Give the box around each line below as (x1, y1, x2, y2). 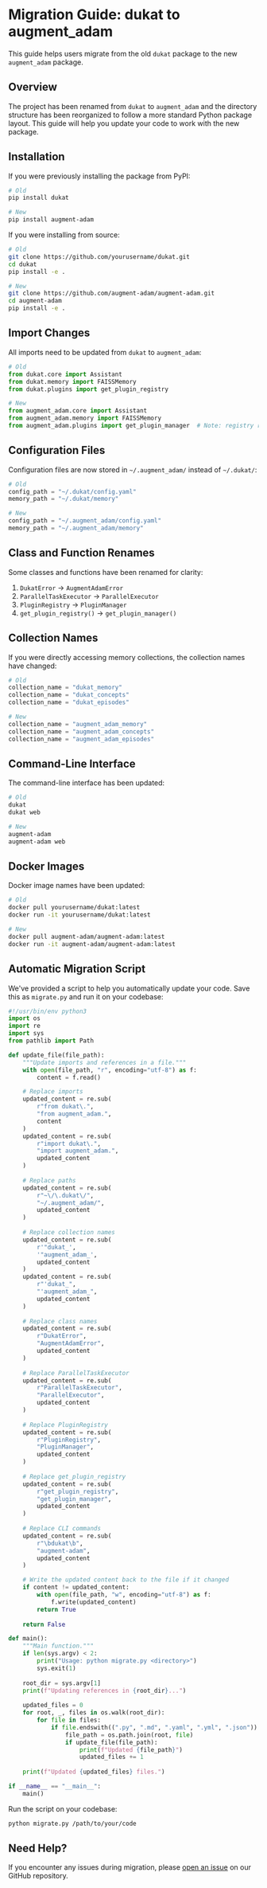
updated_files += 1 (79, 1753, 145, 1761)
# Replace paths (22, 1176, 77, 1184)
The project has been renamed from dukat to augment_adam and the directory (8, 101, 257, 111)
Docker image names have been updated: (8, 881, 145, 890)
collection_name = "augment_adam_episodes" (8, 735, 155, 743)
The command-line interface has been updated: (8, 778, 165, 788)
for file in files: (37, 1716, 102, 1724)
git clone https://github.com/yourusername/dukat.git (8, 252, 191, 260)
